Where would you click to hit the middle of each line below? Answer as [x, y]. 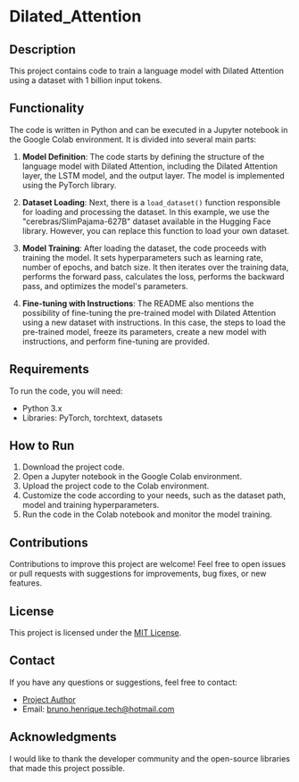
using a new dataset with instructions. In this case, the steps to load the [154, 322]
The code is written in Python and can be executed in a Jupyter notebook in [149, 129]
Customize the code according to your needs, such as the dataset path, [154, 495]
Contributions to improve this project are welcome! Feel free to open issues [148, 564]
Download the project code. [73, 467]
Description [42, 50]
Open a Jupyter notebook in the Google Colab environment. [132, 477]
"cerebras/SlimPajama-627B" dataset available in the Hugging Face [146, 221]
